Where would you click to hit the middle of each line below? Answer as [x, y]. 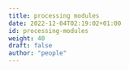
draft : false [30, 46]
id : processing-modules [49, 31]
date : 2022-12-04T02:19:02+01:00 [65, 23]
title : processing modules [54, 16]
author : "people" [38, 53]
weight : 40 [27, 38]
